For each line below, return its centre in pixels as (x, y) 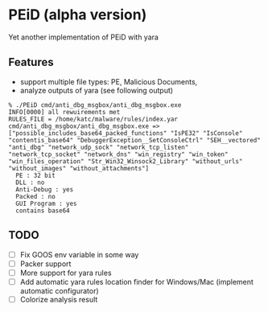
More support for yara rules (66, 273)
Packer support (45, 264)
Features (31, 62)
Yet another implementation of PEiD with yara (84, 37)
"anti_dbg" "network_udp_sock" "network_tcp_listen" (99, 147)
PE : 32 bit (36, 175)
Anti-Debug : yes (45, 189)
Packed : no (36, 196)
